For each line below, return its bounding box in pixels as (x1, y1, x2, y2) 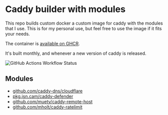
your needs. (5, 31, 30, 37)
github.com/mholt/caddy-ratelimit (12, 104, 83, 110)
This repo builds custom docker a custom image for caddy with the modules (5, 20, 163, 26)
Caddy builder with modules (5, 4, 126, 15)
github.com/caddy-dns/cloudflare (12, 88, 83, 94)
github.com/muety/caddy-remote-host (12, 98, 93, 104)
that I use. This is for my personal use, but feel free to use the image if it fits (5, 25, 162, 31)
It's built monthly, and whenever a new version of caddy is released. (5, 50, 147, 56)
